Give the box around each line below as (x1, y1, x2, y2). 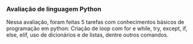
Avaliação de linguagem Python (6, 5, 102, 13)
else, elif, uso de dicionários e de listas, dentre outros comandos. (6, 31, 169, 39)
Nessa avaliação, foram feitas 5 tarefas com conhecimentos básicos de (6, 19, 185, 26)
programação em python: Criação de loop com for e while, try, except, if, (6, 25, 188, 32)
